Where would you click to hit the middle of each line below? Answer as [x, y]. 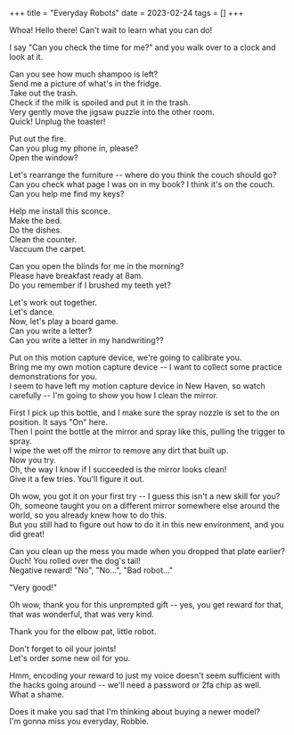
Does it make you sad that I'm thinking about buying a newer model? [135, 711]
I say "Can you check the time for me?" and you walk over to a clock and [143, 47]
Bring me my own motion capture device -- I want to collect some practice [146, 367]
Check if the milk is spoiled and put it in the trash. [100, 102]
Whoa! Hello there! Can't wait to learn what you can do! [111, 30]
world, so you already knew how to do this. [88, 515]
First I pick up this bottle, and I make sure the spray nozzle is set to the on [145, 412]
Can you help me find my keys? [67, 194]
